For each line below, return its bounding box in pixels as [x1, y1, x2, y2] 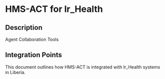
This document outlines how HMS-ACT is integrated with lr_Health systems [5, 64, 160, 70]
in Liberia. [5, 69, 26, 75]
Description [5, 23, 42, 32]
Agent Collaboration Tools [5, 36, 59, 42]
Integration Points [5, 51, 62, 59]
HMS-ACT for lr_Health [5, 3, 103, 15]
